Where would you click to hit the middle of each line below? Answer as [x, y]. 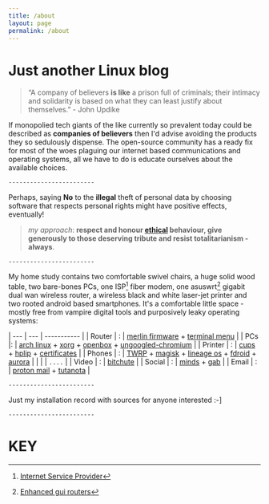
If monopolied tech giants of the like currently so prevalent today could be [130, 125]
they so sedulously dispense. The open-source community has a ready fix [131, 142]
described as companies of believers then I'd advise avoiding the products [133, 134]
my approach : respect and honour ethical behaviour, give [125, 230]
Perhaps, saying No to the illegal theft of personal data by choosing [120, 197]
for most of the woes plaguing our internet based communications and [125, 151]
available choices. [38, 168]
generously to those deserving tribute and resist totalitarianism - [138, 238]
